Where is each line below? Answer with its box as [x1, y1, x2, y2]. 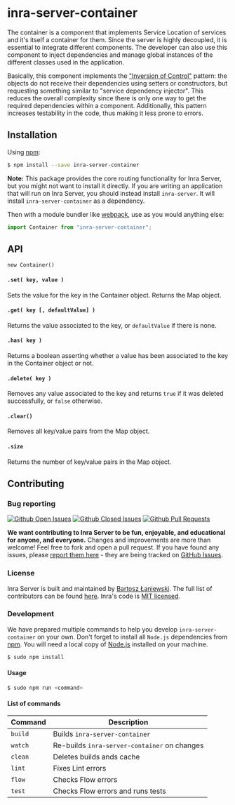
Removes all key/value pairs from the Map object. [7, 427, 150, 436]
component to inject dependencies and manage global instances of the [7, 51, 213, 59]
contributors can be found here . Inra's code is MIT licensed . [7, 592, 181, 600]
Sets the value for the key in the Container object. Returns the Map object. [7, 291, 222, 299]
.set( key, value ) [7, 276, 65, 284]
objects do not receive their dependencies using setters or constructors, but [7, 79, 228, 87]
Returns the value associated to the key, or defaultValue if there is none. [7, 321, 217, 329]
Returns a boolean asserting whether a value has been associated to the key [7, 351, 229, 359]
